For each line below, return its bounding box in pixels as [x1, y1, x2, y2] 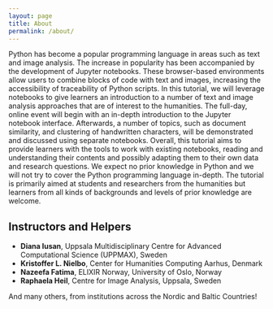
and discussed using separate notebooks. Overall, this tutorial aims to [8, 136, 242, 146]
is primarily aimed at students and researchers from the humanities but [8, 179, 246, 189]
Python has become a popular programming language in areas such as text [8, 50, 260, 59]
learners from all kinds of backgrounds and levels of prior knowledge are [8, 188, 252, 198]
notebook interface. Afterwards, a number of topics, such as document [8, 119, 246, 128]
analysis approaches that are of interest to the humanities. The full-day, [8, 101, 248, 111]
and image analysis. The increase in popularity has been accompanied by [8, 58, 255, 67]
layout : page [8, 11, 53, 20]
